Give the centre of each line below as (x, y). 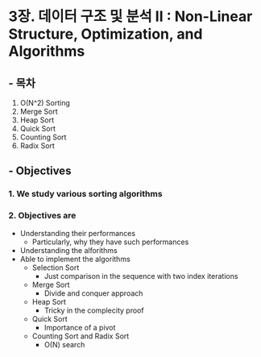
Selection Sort (56, 268)
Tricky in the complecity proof (94, 310)
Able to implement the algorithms (75, 259)
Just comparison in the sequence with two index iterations (141, 276)
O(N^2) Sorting (45, 103)
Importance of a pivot (80, 327)
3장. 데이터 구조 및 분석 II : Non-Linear (130, 17)
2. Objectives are (42, 216)
